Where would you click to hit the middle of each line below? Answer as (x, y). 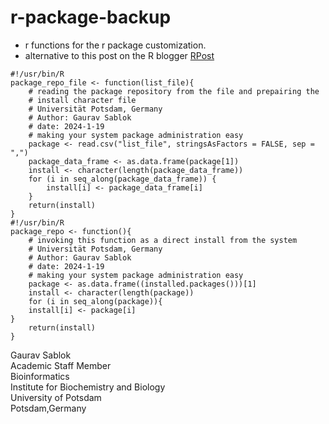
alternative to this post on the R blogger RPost (119, 55)
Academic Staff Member (61, 365)
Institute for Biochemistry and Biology (88, 387)
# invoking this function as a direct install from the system (163, 240)
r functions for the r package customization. (115, 45)
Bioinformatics (40, 376)
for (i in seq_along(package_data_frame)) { (122, 179)
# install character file (82, 100)
